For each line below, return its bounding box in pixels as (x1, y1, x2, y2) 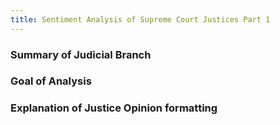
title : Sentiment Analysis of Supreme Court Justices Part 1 (10, 14, 271, 25)
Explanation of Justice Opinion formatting (10, 101, 218, 115)
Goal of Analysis (10, 74, 92, 88)
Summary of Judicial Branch (10, 47, 152, 61)
